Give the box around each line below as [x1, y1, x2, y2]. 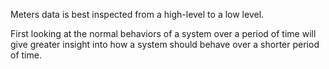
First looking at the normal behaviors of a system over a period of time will [10, 28, 317, 39]
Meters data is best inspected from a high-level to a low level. [10, 9, 265, 20]
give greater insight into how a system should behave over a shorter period [10, 39, 320, 50]
